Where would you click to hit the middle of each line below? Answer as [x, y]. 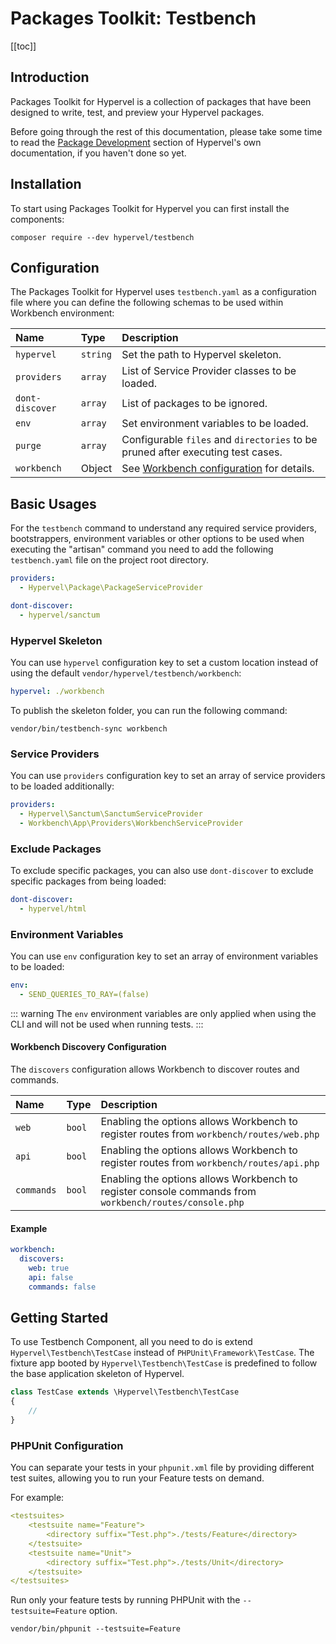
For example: [37, 1498]
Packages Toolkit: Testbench [133, 18]
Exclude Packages [56, 849]
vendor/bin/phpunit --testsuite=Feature [96, 1629]
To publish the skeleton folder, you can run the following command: [149, 710]
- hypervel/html [53, 908]
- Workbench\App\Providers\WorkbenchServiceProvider [131, 823]
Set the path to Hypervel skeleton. [201, 355]
